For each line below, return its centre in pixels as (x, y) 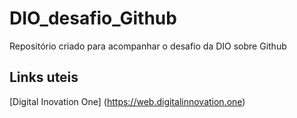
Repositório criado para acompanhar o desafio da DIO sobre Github (148, 46)
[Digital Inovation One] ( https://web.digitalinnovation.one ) (127, 101)
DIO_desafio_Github (93, 18)
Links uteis (44, 77)
